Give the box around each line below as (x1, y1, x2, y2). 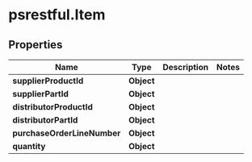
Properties (8, 38, 63, 52)
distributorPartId (12, 114, 78, 126)
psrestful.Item (8, 6, 106, 24)
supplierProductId (12, 75, 84, 86)
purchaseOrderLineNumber (12, 127, 121, 139)
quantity (12, 141, 46, 152)
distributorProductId (12, 102, 93, 112)
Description (162, 62, 208, 73)
